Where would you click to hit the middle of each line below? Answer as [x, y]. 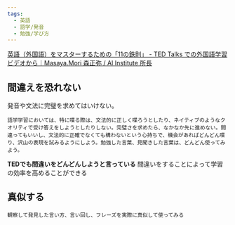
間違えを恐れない [44, 88]
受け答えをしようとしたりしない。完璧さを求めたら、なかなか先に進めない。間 [129, 128]
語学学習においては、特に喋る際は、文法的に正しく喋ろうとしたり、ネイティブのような [114, 120]
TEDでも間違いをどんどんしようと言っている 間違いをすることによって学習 [115, 164]
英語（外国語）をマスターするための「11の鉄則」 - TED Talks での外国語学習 [117, 54]
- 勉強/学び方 [32, 33]
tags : [15, 14]
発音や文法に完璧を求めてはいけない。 [62, 105]
